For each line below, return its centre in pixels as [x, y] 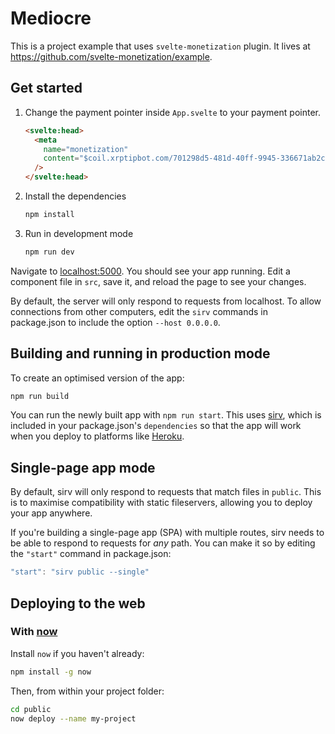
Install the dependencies [75, 196]
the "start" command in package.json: [91, 554]
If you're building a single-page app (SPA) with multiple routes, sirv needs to [167, 533]
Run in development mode [79, 233]
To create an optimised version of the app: [97, 378]
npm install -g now [51, 672]
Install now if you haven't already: [77, 653]
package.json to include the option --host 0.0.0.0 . [115, 322]
